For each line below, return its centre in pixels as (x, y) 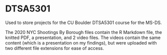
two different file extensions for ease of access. (55, 48)
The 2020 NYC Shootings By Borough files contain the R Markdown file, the (84, 32)
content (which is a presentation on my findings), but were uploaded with (81, 42)
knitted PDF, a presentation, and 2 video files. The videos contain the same (83, 37)
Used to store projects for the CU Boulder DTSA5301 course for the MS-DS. (83, 22)
